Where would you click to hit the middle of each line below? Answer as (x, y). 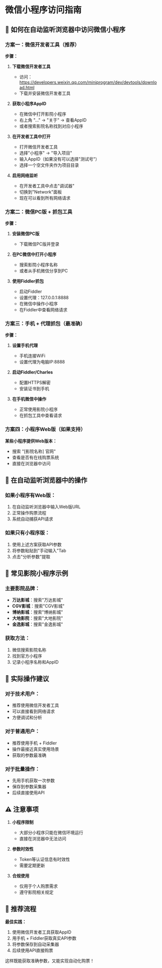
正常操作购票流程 (29, 513)
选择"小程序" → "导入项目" (46, 153)
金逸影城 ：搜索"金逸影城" (37, 625)
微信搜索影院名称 (29, 650)
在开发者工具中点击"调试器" (47, 186)
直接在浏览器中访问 (31, 463)
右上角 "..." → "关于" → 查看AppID (53, 120)
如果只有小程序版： (27, 533)
